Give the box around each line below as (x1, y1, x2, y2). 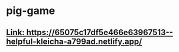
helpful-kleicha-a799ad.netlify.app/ (6, 36, 142, 46)
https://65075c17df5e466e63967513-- (26, 27, 173, 37)
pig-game (6, 4, 56, 18)
